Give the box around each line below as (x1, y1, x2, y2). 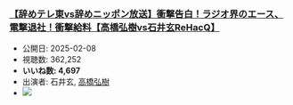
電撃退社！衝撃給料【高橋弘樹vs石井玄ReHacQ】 (9, 20, 220, 33)
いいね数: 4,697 (21, 65, 81, 77)
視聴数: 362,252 (21, 54, 82, 65)
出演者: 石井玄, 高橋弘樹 (21, 77, 110, 87)
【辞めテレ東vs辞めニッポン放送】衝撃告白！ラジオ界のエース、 (9, 7, 284, 20)
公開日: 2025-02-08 (21, 43, 96, 54)
